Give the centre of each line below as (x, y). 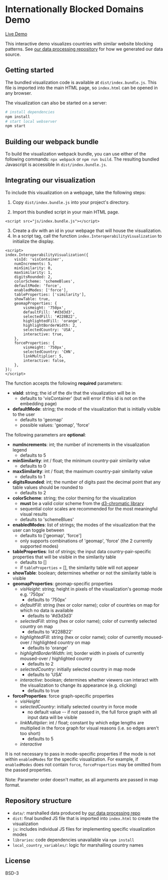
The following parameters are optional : (46, 434)
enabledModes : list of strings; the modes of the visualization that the (84, 525)
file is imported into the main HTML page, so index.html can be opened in (81, 88)
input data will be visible (52, 717)
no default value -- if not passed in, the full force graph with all (92, 712)
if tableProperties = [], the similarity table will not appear (79, 567)
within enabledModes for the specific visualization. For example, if (72, 759)
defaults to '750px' (47, 600)
